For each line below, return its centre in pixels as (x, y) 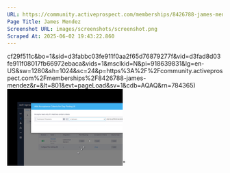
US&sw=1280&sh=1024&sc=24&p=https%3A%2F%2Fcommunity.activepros (115, 71)
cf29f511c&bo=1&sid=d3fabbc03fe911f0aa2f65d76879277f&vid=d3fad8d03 (114, 56)
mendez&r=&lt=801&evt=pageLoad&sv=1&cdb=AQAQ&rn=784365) (102, 85)
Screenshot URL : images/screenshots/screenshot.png (82, 29)
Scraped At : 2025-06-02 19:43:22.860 (61, 36)
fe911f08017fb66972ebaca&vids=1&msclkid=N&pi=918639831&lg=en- (106, 64)
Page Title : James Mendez (44, 22)
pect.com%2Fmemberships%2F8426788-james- (77, 78)
